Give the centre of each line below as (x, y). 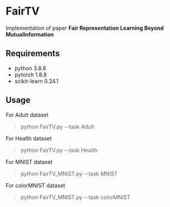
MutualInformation (30, 34)
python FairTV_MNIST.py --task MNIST (69, 174)
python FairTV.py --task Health (59, 150)
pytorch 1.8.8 (31, 75)
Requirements (33, 54)
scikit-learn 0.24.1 (36, 81)
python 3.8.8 (30, 68)
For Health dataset (29, 138)
